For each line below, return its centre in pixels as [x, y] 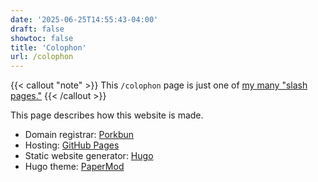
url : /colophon [42, 57]
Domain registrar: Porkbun [79, 135]
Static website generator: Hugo [89, 156]
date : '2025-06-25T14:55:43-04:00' [84, 19]
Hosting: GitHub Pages [72, 145]
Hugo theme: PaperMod [74, 167]
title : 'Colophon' [48, 47]
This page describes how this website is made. [107, 115]
